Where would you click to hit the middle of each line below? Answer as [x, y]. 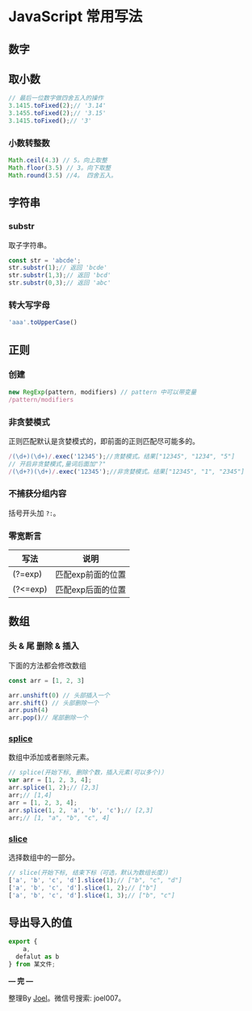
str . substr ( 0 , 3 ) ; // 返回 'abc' [60, 283]
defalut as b [38, 957]
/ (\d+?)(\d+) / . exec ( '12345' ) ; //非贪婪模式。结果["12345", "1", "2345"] [126, 471]
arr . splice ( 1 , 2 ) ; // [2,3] [54, 788]
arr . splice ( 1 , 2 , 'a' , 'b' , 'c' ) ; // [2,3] [81, 810]
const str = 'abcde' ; [45, 260]
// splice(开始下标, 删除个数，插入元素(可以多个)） [88, 773]
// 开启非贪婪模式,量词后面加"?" [57, 464]
